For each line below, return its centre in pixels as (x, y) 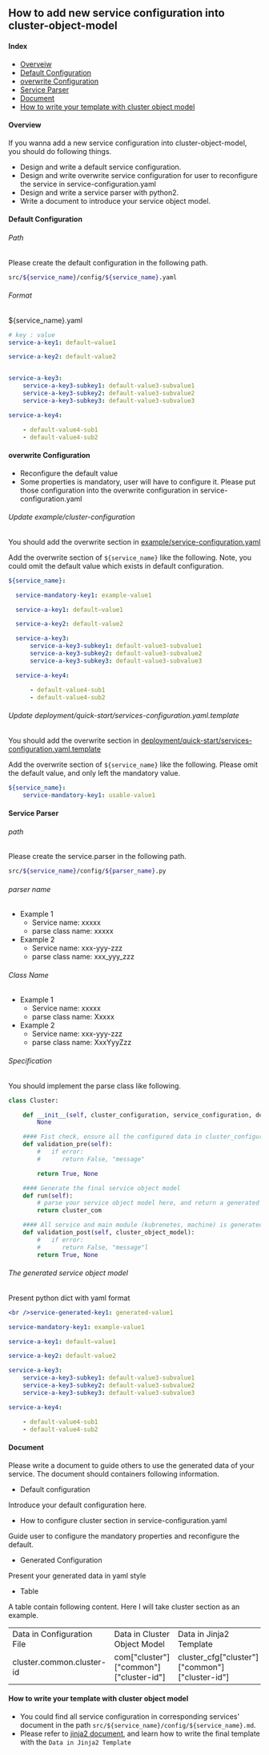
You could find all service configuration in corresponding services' (130, 1716)
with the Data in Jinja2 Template (76, 1742)
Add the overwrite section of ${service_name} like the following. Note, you (130, 557)
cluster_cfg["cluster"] (218, 1657)
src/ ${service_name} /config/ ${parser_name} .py (87, 871)
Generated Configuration (61, 1560)
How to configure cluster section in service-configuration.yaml (123, 1520)
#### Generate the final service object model (102, 1188)
